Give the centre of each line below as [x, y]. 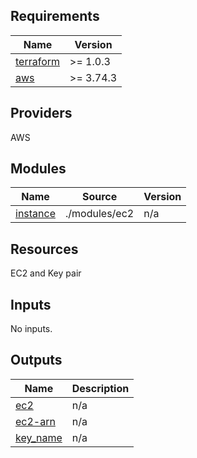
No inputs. [31, 329]
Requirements [55, 16]
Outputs [36, 360]
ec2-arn [35, 421]
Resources [44, 249]
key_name [39, 437]
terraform [38, 61]
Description [100, 388]
